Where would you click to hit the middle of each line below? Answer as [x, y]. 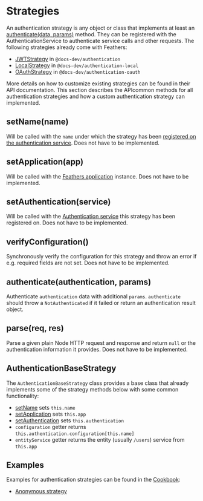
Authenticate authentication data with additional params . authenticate [94, 296]
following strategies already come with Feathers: [67, 47]
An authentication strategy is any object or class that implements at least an [101, 28]
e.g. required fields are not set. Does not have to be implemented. [88, 263]
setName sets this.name [45, 407]
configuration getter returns [50, 427]
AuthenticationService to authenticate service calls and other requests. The [100, 41]
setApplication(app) [45, 162]
